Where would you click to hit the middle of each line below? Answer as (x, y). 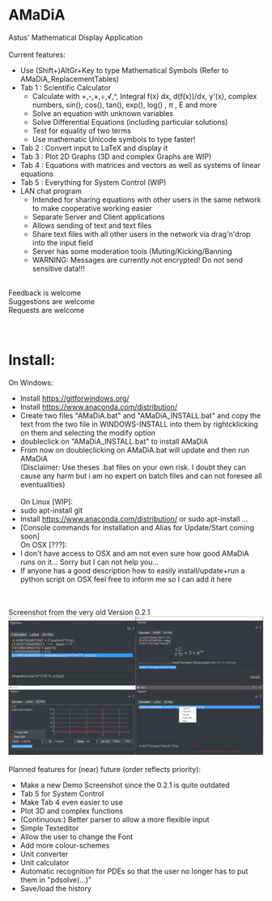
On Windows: (31, 382)
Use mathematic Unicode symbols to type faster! (114, 139)
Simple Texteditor (49, 828)
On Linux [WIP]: (46, 501)
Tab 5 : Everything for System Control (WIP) (93, 182)
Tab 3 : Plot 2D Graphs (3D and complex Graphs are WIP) (116, 157)
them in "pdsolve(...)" (56, 880)
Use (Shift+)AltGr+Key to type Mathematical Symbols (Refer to (124, 70)
